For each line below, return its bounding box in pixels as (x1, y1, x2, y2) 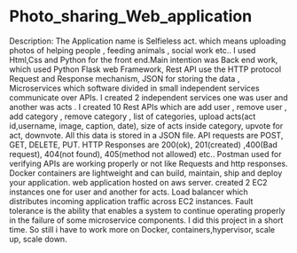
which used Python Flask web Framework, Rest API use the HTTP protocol (9, 64, 282, 75)
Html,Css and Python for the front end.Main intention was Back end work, (9, 54, 278, 65)
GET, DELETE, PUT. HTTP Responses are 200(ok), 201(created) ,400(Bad (9, 139, 277, 150)
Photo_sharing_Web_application (9, 6, 253, 27)
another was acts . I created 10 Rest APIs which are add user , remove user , (9, 101, 287, 112)
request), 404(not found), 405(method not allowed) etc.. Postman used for (9, 148, 282, 159)
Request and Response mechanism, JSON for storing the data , (9, 73, 240, 83)
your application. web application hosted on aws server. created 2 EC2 (9, 177, 268, 187)
